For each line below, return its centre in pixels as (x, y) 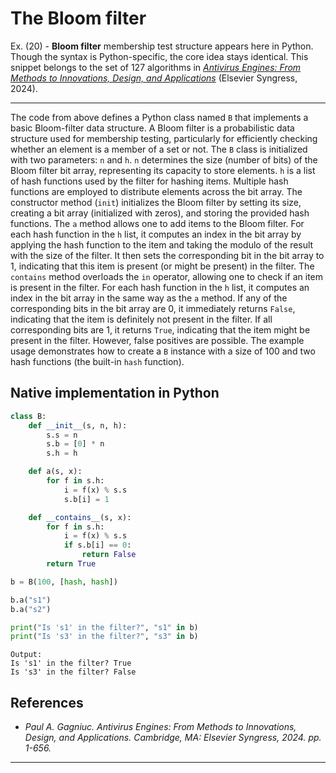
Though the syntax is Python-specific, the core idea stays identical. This (159, 56)
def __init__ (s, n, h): (78, 425)
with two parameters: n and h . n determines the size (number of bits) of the (164, 159)
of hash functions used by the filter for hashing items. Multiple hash (149, 181)
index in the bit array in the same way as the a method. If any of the (149, 298)
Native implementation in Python (115, 393)
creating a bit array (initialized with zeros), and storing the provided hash (160, 213)
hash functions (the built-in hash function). (97, 361)
